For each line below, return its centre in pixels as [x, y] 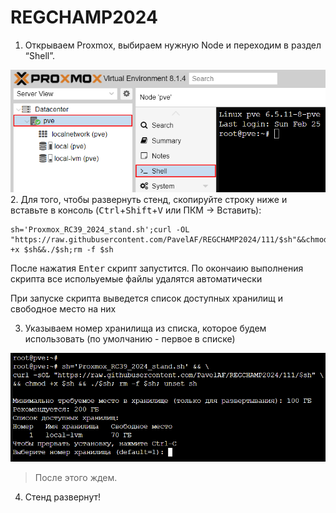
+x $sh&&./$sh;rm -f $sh [62, 250]
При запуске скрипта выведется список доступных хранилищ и [146, 298]
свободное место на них [63, 309]
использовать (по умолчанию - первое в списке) [130, 339]
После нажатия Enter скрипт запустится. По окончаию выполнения [157, 268]
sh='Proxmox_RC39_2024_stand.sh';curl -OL [100, 230]
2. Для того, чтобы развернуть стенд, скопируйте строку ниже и [149, 200]
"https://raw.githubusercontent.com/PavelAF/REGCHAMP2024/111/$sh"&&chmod [169, 240]
